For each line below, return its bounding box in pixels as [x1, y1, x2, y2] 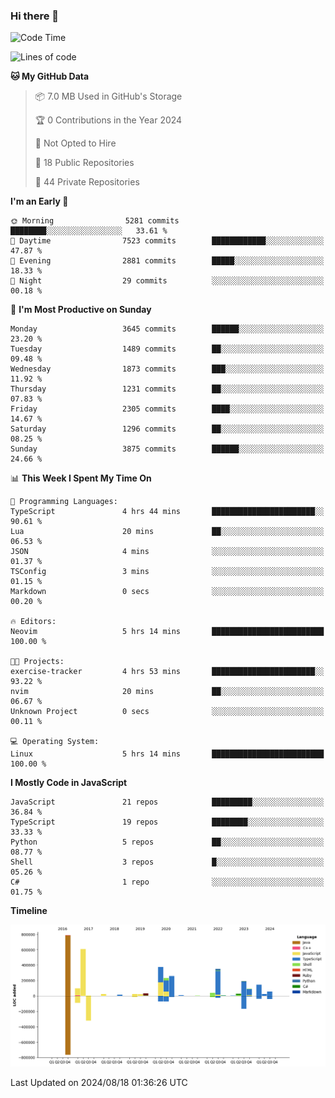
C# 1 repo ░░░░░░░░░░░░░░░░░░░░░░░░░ [10, 877, 325, 888]
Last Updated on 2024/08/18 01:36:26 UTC [10, 1077, 188, 1089]
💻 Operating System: [10, 737, 100, 747]
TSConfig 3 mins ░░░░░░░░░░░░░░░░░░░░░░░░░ [10, 567, 325, 577]
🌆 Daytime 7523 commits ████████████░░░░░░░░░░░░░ [10, 236, 325, 246]
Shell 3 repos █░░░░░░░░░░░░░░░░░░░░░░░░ [10, 857, 325, 868]
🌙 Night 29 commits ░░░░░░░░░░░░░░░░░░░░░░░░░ [10, 276, 325, 286]
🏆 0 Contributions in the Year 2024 [34, 114, 183, 126]
